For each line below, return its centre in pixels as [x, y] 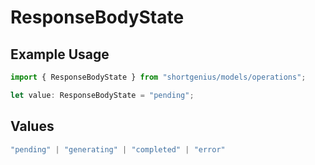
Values [32, 126]
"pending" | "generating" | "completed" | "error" [118, 149]
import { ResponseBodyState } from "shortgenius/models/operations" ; [158, 77]
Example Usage [60, 54]
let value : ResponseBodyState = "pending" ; [102, 95]
